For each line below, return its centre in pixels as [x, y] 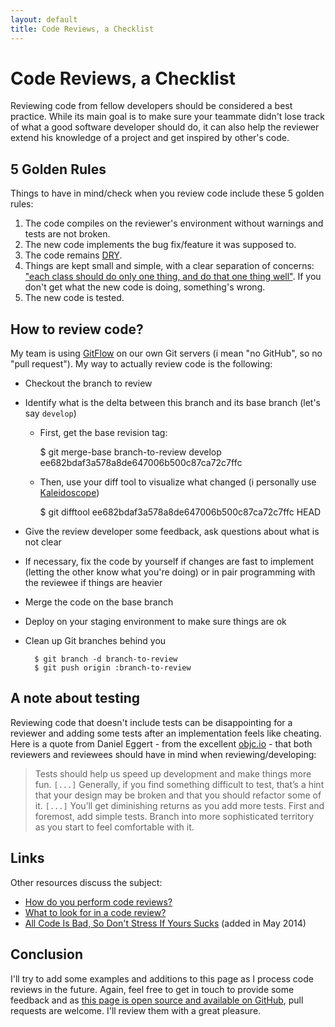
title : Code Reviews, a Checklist [82, 29]
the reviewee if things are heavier [93, 583]
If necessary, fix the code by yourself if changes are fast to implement [169, 562]
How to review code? [77, 329]
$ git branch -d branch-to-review [106, 659]
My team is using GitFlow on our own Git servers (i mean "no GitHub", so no [166, 353]
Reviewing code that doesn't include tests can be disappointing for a [151, 722]
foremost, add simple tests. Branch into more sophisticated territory [174, 816]
